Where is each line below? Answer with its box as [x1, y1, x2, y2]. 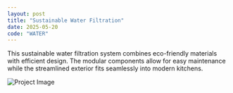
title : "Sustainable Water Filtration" [7, 17, 125, 24]
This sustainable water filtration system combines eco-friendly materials [7, 49, 218, 58]
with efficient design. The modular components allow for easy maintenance [7, 57, 227, 66]
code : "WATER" [7, 30, 49, 37]
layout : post [7, 10, 46, 18]
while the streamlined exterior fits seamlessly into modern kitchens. [7, 64, 203, 73]
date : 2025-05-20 [7, 23, 58, 30]
